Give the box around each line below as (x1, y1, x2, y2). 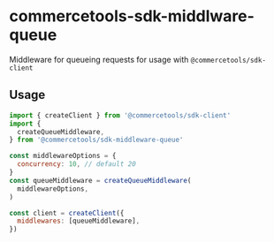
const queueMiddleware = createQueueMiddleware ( (9, 176, 192, 185)
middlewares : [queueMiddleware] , (17, 216, 141, 226)
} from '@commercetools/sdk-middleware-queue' (9, 135, 184, 145)
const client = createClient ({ (9, 208, 125, 217)
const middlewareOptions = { (9, 152, 117, 161)
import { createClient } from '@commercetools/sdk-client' (9, 110, 232, 120)
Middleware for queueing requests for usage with (9, 54, 189, 64)
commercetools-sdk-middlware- (9, 6, 255, 26)
